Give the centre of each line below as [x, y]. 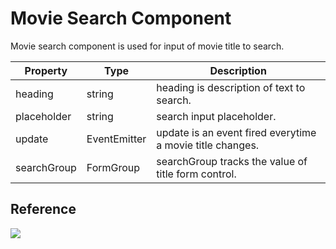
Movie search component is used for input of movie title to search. [147, 46]
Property [46, 70]
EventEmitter [116, 139]
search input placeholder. [216, 116]
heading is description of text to [231, 87]
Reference [43, 209]
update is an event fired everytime [236, 132]
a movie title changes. [208, 145]
